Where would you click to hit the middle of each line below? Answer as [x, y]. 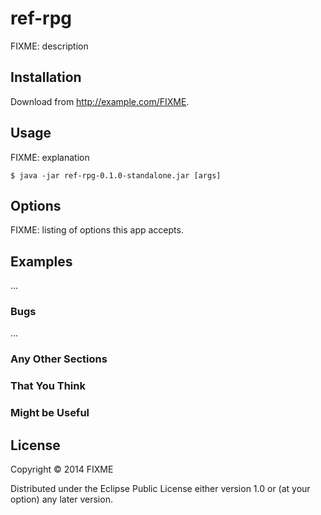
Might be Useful [50, 413]
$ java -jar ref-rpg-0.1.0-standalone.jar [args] [116, 175]
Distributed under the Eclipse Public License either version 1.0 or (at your [160, 489]
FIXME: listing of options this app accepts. [97, 230]
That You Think [48, 386]
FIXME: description [49, 46]
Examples [41, 261]
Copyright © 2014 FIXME [62, 469]
